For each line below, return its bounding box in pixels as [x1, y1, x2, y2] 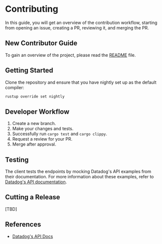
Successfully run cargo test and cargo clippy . [12, 131, 108, 137]
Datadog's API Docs [12, 233, 53, 239]
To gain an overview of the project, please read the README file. [5, 52, 136, 58]
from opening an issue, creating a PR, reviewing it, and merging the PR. [5, 24, 149, 30]
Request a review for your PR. [12, 136, 73, 142]
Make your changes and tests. [12, 126, 74, 132]
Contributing [5, 3, 58, 15]
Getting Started [5, 66, 54, 74]
